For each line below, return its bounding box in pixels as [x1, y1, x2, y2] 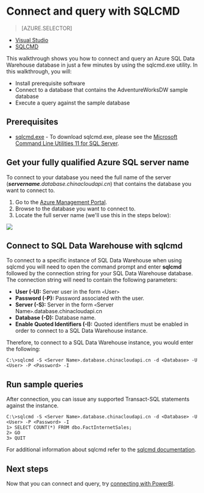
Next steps [6, 464, 49, 474]
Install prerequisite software [15, 80, 85, 87]
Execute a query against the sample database [15, 99, 130, 106]
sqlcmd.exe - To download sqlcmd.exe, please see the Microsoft [15, 133, 178, 140]
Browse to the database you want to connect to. [15, 205, 136, 212]
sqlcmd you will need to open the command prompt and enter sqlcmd [6, 263, 182, 270]
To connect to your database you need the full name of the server [6, 173, 172, 181]
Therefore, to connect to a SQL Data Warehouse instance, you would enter [6, 339, 194, 346]
